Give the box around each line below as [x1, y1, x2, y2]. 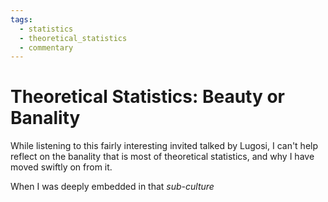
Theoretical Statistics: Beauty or [10, 86, 286, 108]
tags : [10, 14, 33, 25]
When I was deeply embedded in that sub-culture [10, 181, 215, 193]
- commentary [19, 42, 74, 53]
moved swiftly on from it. [10, 161, 113, 173]
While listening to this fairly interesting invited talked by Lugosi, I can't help [10, 140, 319, 152]
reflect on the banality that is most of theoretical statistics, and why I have [10, 151, 315, 163]
